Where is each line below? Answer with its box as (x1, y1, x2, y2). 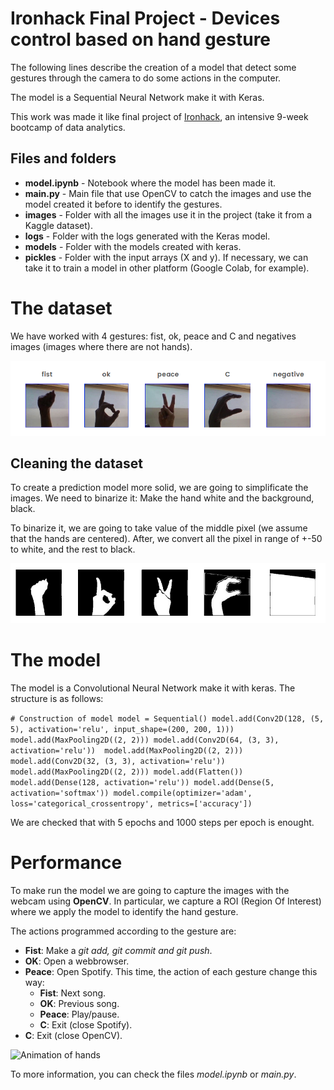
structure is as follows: (10, 692, 104, 704)
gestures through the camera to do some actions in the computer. (10, 72, 282, 84)
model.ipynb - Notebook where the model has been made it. (24, 177, 277, 189)
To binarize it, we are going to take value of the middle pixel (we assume (10, 522, 308, 534)
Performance (10, 851, 123, 874)
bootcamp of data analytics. (10, 121, 126, 133)
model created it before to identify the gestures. (24, 198, 223, 210)
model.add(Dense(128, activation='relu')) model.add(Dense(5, (10, 777, 275, 787)
